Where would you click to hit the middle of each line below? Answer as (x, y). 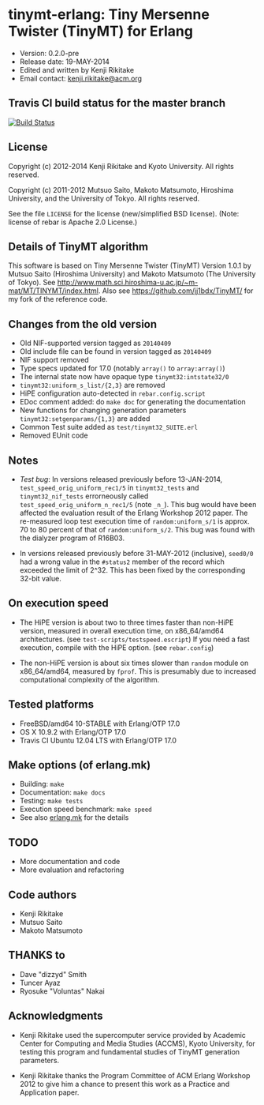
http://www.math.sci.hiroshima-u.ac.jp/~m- (128, 283)
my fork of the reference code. (58, 299)
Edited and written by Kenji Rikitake (77, 70)
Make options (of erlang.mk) (80, 765)
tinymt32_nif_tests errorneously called (84, 496)
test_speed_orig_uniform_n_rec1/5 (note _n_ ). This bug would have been (138, 504)
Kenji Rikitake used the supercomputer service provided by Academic (133, 1035)
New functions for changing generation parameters (103, 410)
